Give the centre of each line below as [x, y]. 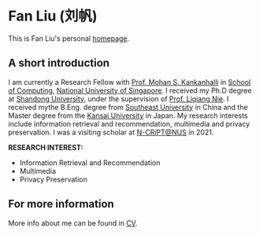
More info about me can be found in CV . [73, 223]
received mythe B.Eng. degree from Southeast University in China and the [128, 107]
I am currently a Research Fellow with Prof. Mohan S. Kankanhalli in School [129, 82]
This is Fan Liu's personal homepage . [69, 38]
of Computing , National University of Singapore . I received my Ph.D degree [130, 90]
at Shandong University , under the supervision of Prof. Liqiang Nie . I [119, 98]
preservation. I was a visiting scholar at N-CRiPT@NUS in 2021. [111, 132]
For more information [61, 204]
